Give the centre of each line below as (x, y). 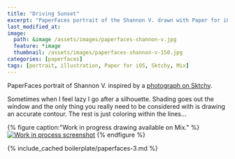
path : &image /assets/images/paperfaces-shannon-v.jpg (95, 40)
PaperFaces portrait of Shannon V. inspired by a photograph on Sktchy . (110, 85)
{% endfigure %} (121, 135)
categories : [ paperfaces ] (45, 59)
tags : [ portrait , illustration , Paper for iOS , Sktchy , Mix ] (98, 66)
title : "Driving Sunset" (43, 14)
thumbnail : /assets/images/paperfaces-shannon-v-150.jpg (98, 53)
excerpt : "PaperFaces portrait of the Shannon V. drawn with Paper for (114, 20)
